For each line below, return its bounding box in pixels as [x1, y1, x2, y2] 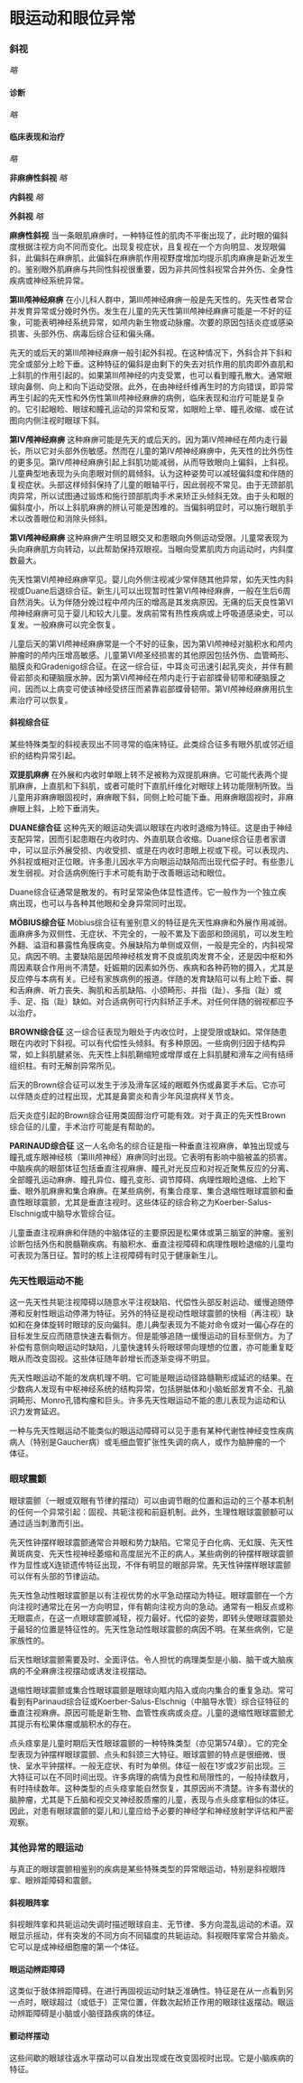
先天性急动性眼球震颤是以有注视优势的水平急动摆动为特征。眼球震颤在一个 [9, 1589, 286, 1600]
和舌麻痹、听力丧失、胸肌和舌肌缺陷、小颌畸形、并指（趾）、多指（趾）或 [9, 985, 282, 995]
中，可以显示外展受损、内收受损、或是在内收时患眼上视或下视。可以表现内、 [9, 845, 294, 856]
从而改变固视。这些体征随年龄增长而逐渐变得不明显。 [16, 1353, 215, 1364]
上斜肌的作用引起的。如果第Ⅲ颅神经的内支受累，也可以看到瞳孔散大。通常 [9, 369, 285, 380]
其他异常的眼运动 [9, 1841, 84, 1854]
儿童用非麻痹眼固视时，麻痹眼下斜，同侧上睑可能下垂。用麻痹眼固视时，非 [9, 792, 286, 803]
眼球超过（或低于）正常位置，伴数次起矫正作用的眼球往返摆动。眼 [40, 1996, 286, 2008]
